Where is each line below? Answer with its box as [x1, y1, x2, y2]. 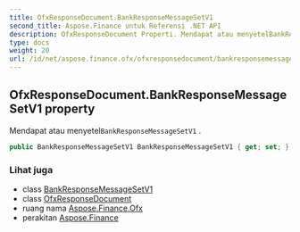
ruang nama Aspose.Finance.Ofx [21, 203, 143, 213]
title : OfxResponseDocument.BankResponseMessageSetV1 [9, 12, 214, 22]
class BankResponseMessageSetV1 [21, 184, 154, 195]
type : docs [9, 37, 50, 47]
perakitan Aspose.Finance [21, 211, 119, 223]
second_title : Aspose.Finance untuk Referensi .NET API [9, 21, 221, 30]
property [44, 102, 96, 117]
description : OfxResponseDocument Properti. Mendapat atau [9, 29, 234, 38]
